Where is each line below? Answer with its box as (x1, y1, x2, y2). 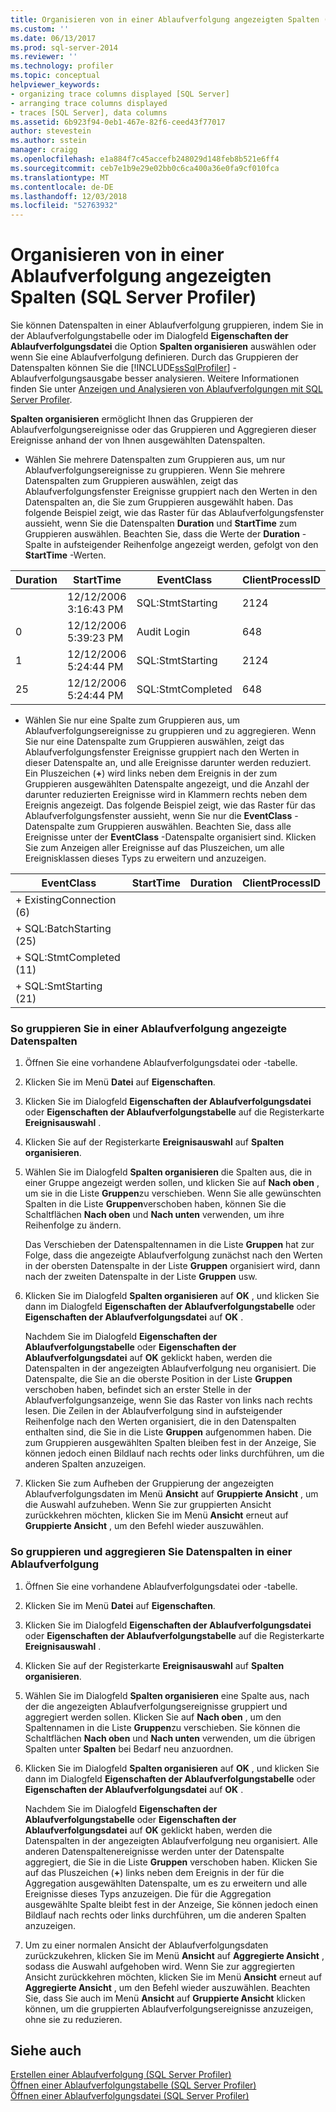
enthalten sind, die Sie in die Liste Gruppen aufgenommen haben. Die (24, 1426, 312, 1438)
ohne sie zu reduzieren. (24, 2013, 123, 2025)
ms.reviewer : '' (10, 52, 78, 62)
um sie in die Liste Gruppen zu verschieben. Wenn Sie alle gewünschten (24, 1187, 322, 1200)
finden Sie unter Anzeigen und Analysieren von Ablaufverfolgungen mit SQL (10, 383, 323, 395)
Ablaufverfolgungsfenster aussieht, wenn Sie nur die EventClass (24, 810, 293, 822)
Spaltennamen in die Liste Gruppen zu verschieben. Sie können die (24, 1721, 301, 1733)
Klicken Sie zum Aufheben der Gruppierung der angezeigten (24, 1477, 275, 1490)
